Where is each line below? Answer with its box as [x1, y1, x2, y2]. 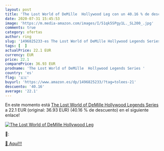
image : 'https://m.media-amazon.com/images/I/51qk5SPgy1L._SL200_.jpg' [5, 20, 154, 26]
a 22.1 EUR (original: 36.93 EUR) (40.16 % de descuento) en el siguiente [5, 107, 149, 113]
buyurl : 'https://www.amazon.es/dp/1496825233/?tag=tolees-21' [5, 79, 137, 84]
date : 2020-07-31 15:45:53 [5, 16, 60, 21]
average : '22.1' [5, 89, 38, 94]
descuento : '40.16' [5, 84, 45, 89]
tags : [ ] [5, 43, 27, 48]
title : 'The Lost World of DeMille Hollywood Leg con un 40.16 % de [5, 12, 150, 17]
